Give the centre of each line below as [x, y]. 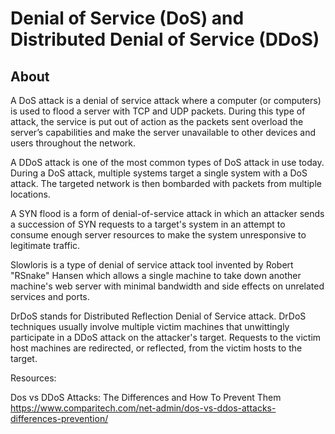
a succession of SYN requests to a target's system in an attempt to [148, 224]
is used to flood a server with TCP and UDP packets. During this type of [158, 111]
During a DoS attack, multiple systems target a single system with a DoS [159, 173]
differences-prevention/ [59, 418]
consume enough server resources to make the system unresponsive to [158, 235]
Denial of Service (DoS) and [127, 18]
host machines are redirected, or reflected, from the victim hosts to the [156, 348]
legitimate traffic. [45, 245]
